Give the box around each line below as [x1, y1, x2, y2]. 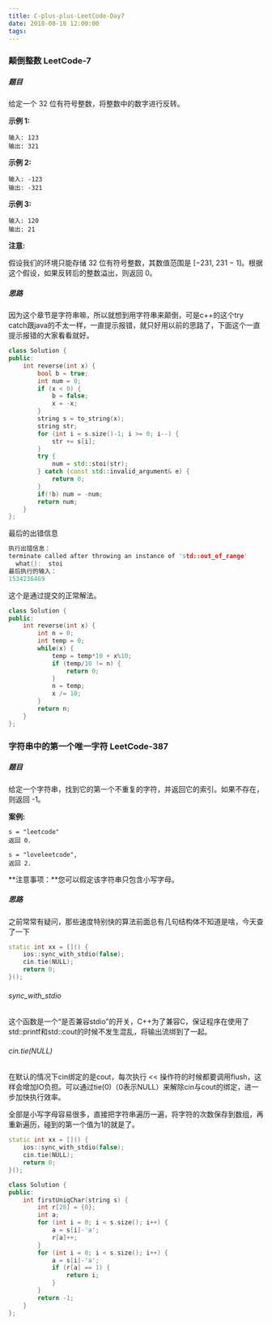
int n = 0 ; [37, 630, 74, 638]
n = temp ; [51, 682, 85, 690]
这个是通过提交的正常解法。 [8, 590, 101, 600]
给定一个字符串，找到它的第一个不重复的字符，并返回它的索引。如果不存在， [8, 784, 264, 794]
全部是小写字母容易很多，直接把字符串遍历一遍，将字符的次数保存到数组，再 [8, 1109, 264, 1120]
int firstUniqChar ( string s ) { [23, 1196, 129, 1204]
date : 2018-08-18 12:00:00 [8, 19, 100, 28]
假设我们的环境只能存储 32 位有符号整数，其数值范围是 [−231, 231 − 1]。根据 [8, 258, 263, 268]
